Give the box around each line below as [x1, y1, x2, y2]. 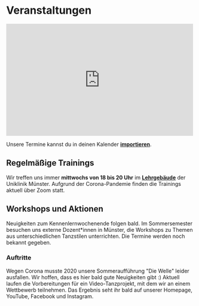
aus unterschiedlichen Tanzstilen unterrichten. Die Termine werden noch [6, 232, 185, 240]
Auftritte [6, 253, 32, 262]
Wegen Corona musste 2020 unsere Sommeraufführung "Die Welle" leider [6, 267, 189, 274]
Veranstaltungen [6, 4, 91, 17]
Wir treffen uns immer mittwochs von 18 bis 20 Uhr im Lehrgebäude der [6, 174, 186, 181]
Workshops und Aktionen [6, 204, 103, 214]
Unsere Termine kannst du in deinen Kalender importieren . [6, 140, 152, 148]
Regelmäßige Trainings [6, 158, 94, 168]
